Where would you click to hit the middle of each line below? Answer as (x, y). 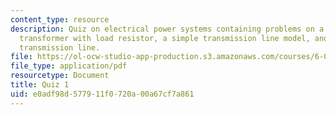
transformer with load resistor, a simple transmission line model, (165, 38)
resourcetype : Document (60, 76)
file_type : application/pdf (69, 66)
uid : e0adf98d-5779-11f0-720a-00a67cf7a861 (102, 94)
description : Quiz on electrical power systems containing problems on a (167, 29)
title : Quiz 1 (40, 85)
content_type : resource (60, 19)
